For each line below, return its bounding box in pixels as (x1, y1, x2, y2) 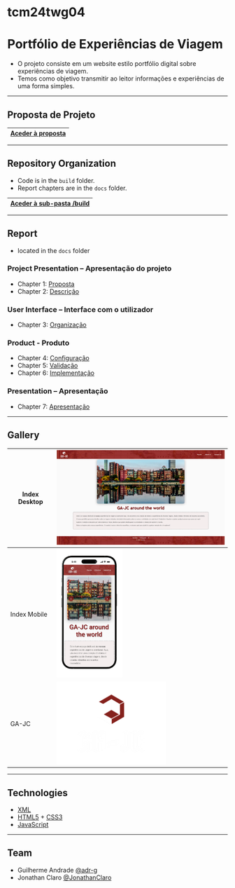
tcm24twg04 (7, 4, 85, 20)
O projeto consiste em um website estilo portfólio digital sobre (17, 60, 197, 68)
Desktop (17, 498, 43, 506)
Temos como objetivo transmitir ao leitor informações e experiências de (17, 74, 225, 83)
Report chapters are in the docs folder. (17, 184, 127, 192)
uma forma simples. (17, 82, 75, 90)
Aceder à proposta (10, 129, 66, 137)
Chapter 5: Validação (17, 362, 78, 370)
